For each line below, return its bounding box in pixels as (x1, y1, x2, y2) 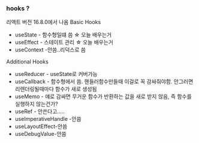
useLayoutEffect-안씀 (14, 123, 68, 130)
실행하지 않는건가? (14, 101, 58, 108)
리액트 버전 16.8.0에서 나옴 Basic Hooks (6, 19, 101, 26)
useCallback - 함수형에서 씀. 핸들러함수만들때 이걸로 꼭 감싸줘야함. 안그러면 (14, 78, 194, 85)
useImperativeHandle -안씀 (14, 115, 82, 123)
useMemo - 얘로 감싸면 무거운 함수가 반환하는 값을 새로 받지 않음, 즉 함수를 (14, 93, 192, 100)
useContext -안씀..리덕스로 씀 (14, 46, 86, 53)
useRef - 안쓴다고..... (14, 108, 65, 115)
